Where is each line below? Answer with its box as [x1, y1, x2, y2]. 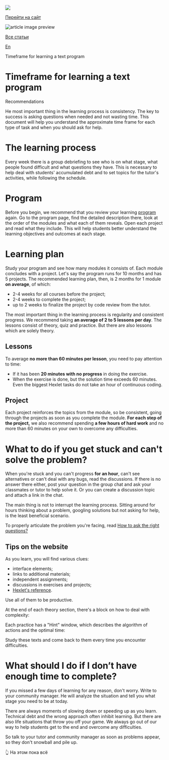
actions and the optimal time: [5, 627, 65, 633]
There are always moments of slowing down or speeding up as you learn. [5, 708, 157, 714]
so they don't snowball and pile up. [5, 739, 78, 745]
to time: [5, 361, 21, 367]
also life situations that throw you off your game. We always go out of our [5, 719, 157, 725]
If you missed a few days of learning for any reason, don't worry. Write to [5, 687, 157, 694]
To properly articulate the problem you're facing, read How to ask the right [5, 523, 159, 529]
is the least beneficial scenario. [5, 513, 70, 519]
